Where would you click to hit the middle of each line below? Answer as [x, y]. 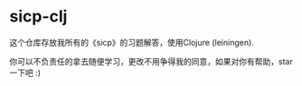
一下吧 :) [25, 73]
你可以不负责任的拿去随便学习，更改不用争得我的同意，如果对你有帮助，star [151, 61]
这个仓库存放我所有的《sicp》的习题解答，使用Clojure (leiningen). [132, 42]
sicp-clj [38, 17]
